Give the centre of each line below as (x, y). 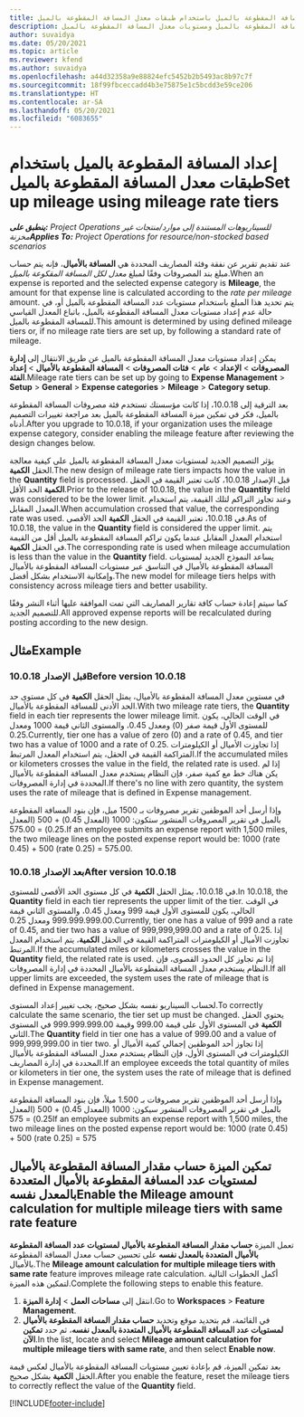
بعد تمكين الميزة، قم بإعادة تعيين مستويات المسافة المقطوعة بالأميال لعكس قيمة (145, 1366)
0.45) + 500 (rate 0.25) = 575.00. (71, 848)
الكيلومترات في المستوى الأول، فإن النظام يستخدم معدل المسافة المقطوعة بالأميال (149, 1053)
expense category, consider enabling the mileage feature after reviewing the (152, 433)
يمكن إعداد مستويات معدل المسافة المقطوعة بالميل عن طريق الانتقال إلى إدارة (143, 358)
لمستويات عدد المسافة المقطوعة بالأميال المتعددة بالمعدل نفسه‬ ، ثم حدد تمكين (153, 1329)
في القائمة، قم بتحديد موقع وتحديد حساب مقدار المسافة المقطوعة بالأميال (146, 1320)
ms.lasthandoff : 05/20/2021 (62, 110)
